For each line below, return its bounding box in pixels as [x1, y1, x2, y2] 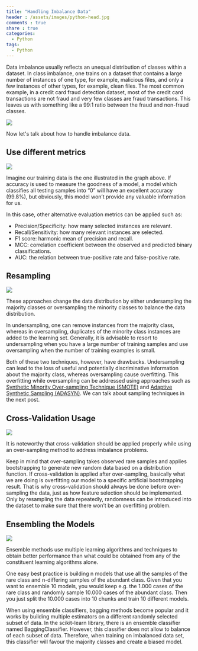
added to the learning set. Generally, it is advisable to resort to [6, 334, 158, 341]
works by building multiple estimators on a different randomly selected [6, 613, 178, 620]
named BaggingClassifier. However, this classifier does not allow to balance [6, 626, 190, 633]
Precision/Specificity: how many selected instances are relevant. [14, 222, 173, 229]
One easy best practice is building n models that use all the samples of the [6, 570, 188, 577]
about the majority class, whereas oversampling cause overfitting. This [6, 371, 179, 378]
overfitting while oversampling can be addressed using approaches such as [6, 377, 191, 384]
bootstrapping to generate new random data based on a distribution [6, 464, 171, 472]
